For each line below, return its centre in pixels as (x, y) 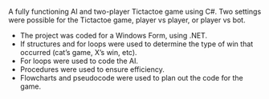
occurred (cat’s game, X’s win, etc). (79, 52)
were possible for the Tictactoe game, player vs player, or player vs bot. (127, 20)
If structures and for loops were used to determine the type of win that (137, 44)
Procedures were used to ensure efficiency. (92, 69)
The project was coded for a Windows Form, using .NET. (113, 36)
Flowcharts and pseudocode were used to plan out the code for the (131, 78)
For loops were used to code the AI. (79, 61)
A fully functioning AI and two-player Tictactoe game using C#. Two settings (135, 12)
